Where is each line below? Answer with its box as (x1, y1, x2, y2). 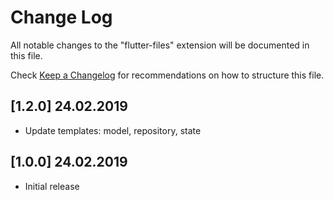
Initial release (24, 180, 80, 192)
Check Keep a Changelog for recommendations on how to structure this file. (10, 69, 325, 81)
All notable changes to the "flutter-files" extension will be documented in (10, 39, 310, 51)
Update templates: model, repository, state (24, 124, 202, 136)
